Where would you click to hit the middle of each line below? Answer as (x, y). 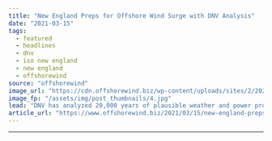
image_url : (27, 91)
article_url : (30, 114)
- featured (34, 38)
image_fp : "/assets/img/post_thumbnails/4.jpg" (90, 98)
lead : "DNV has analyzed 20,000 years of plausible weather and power (130, 106)
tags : (17, 31)
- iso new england (47, 61)
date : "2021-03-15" (41, 23)
